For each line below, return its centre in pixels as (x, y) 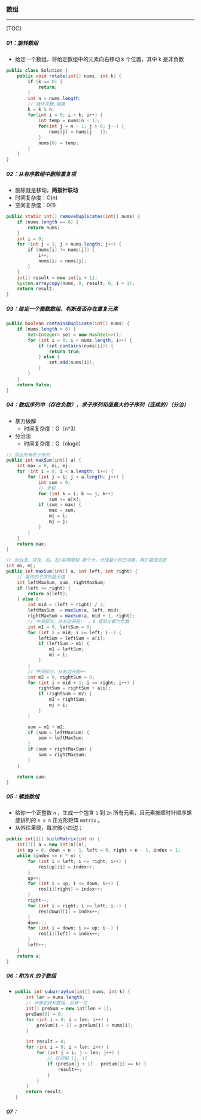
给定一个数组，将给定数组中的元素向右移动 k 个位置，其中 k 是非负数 (99, 59)
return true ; (65, 352)
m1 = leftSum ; (66, 649)
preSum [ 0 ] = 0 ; (45, 1014)
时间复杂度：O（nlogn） (54, 443)
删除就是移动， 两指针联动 (46, 190)
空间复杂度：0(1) (35, 205)
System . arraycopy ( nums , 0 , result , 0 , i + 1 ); (76, 283)
